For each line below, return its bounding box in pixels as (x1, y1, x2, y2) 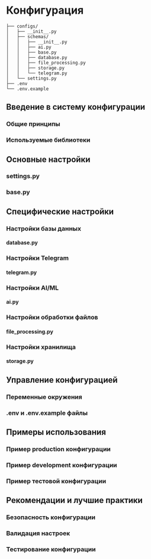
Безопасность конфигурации (6, 513, 96, 521)
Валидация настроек (6, 529, 70, 537)
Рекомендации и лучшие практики (6, 495, 143, 505)
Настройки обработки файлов (6, 313, 98, 322)
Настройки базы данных (6, 224, 82, 232)
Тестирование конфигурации (6, 545, 96, 553)
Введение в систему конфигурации (6, 102, 146, 112)
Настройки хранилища (6, 343, 76, 351)
